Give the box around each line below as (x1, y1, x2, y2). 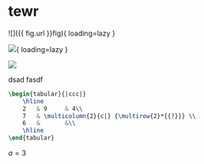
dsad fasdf (8, 74, 43, 84)
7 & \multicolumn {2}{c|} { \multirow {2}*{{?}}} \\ (22, 112, 196, 120)
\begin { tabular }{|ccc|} (8, 90, 87, 98)
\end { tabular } (8, 134, 55, 142)
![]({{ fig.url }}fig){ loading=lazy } (8, 28, 116, 38)
